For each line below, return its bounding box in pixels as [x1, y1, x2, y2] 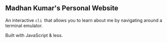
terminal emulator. [5, 22, 43, 28]
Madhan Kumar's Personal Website [5, 4, 119, 12]
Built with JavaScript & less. [5, 32, 63, 38]
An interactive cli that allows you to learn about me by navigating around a [5, 17, 162, 23]
